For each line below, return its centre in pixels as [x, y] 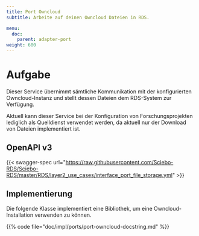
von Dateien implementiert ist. [43, 129]
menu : [13, 28]
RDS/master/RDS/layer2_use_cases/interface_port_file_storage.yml [90, 175]
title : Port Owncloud [33, 12]
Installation [20, 215]
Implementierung [39, 194]
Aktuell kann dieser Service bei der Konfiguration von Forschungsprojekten [99, 116]
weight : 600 [21, 45]
